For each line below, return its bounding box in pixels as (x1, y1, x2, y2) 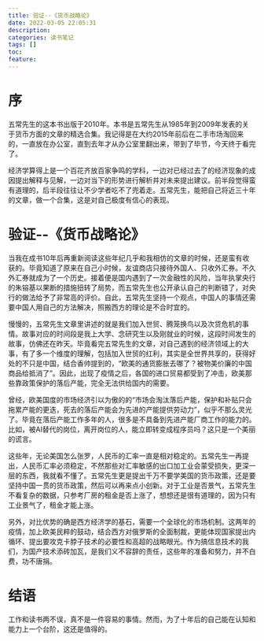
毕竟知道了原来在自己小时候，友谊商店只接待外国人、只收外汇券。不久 (28, 263, 256, 272)
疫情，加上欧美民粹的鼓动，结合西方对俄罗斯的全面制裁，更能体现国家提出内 (8, 527, 256, 536)
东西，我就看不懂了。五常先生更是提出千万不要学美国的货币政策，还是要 (21, 470, 256, 480)
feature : (8, 56, 37, 64)
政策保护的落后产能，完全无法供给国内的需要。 (21, 378, 174, 387)
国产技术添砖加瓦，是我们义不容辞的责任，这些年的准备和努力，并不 (28, 547, 249, 556)
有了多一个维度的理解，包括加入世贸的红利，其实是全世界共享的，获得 (21, 348, 249, 358)
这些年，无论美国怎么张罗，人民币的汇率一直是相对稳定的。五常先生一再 (8, 450, 242, 461)
